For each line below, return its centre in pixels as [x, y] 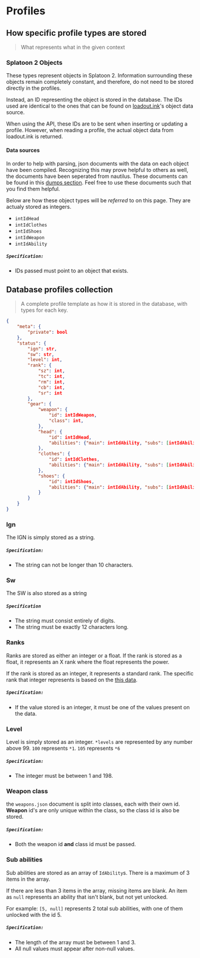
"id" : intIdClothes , [74, 459]
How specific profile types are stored [76, 33]
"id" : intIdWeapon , [73, 415]
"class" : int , [66, 421]
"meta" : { [29, 327]
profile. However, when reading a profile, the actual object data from [90, 130]
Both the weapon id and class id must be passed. [75, 844]
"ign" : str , [43, 349]
